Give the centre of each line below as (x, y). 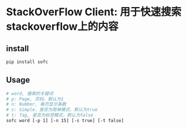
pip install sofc (27, 62)
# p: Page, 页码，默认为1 (35, 99)
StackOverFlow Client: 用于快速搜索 (94, 12)
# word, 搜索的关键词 (30, 93)
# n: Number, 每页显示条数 (36, 104)
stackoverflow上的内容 (62, 27)
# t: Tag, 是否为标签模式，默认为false (50, 115)
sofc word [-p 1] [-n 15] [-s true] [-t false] (65, 121)
